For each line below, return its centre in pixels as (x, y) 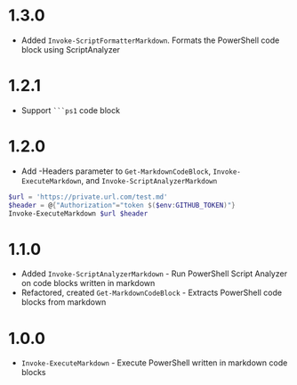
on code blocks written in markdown (88, 283)
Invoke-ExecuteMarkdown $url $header (78, 213)
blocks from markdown (64, 302)
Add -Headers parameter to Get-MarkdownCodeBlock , (116, 171)
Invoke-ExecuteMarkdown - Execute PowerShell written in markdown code (154, 363)
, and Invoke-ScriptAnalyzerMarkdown (149, 180)
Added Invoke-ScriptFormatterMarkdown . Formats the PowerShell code (150, 40)
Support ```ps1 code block (71, 110)
